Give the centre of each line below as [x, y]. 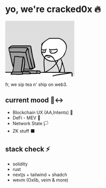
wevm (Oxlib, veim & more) [40, 180]
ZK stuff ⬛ [24, 131]
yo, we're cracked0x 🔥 [53, 9]
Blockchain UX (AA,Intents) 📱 [43, 112]
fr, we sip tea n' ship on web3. [36, 84]
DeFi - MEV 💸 [26, 118]
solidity [20, 164]
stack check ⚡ [28, 149]
